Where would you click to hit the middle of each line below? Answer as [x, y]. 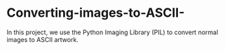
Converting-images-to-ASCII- [96, 13]
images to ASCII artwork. [42, 39]
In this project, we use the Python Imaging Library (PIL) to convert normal [112, 32]
